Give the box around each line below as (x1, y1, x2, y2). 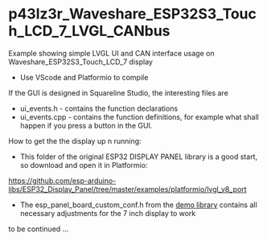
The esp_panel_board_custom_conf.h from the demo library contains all (19, 200, 257, 209)
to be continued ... (8, 224, 69, 234)
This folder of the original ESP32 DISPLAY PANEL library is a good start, (19, 152, 258, 161)
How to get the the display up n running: (8, 136, 142, 145)
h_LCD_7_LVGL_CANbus (8, 22, 170, 40)
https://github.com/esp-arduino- (8, 176, 117, 185)
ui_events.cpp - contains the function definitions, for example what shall (19, 112, 259, 121)
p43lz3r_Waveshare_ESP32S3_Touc (8, 5, 257, 23)
